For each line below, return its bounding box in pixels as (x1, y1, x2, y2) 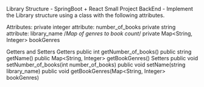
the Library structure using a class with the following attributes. (6, 12, 165, 19)
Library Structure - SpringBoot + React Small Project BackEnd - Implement (6, 5, 194, 12)
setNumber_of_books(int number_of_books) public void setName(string (6, 61, 186, 68)
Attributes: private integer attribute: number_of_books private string (6, 24, 176, 30)
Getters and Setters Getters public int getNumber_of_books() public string (6, 48, 192, 55)
